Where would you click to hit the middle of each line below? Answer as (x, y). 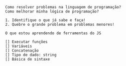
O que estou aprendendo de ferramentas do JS (53, 33)
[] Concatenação (22, 51)
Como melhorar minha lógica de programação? (52, 11)
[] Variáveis (19, 46)
